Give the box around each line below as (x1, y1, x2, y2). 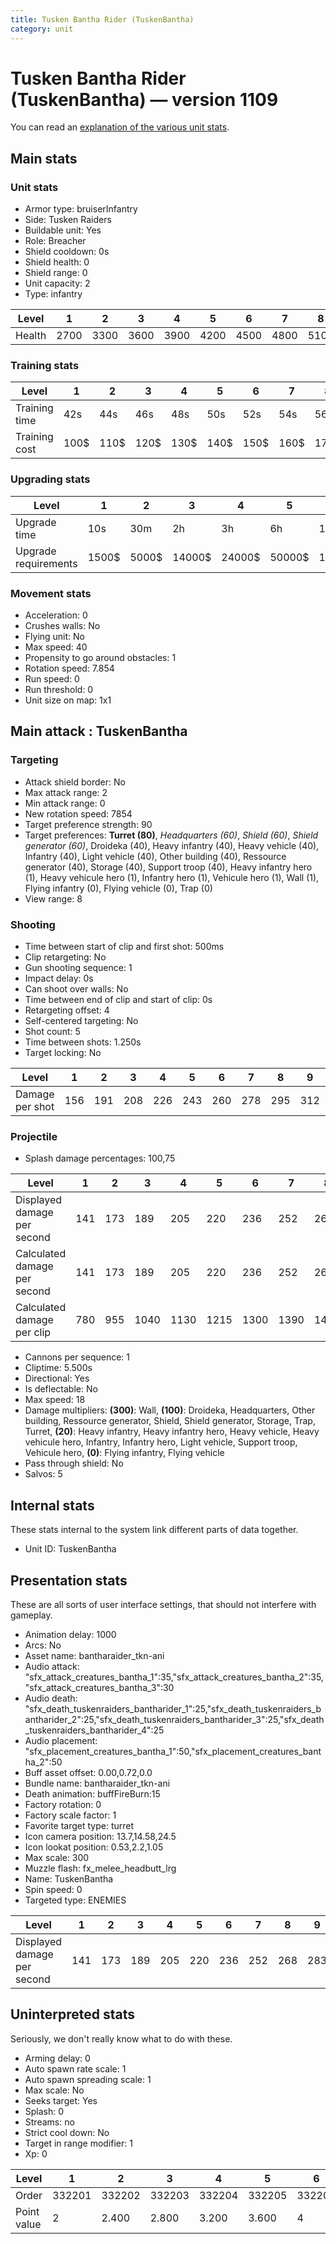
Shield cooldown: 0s (24, 246, 110, 258)
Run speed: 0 (24, 673, 80, 685)
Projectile (10, 1129, 58, 1143)
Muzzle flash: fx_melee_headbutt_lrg (24, 1862, 177, 1874)
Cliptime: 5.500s (24, 1362, 93, 1374)
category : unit (10, 24, 74, 34)
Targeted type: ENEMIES (24, 1894, 127, 1906)
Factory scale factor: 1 (24, 1809, 117, 1821)
